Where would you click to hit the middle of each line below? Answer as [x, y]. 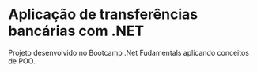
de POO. [22, 61]
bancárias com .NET [76, 31]
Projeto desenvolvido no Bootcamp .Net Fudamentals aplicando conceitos [128, 52]
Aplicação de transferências [103, 14]
